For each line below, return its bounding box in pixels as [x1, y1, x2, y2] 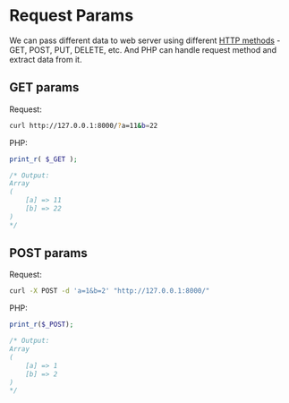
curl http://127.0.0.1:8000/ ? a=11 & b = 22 [9, 121, 158, 130]
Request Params [9, 5, 134, 26]
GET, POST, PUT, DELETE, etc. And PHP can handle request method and [9, 44, 277, 55]
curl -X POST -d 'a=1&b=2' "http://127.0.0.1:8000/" [9, 287, 210, 296]
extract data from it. [9, 54, 82, 64]
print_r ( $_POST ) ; [9, 320, 74, 330]
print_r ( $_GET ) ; [9, 154, 78, 164]
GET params [9, 80, 80, 95]
